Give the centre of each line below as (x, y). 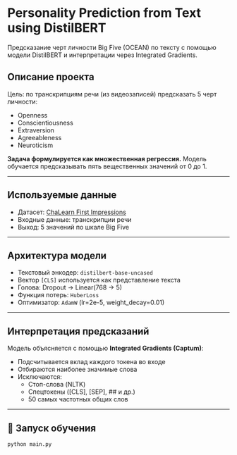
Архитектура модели (57, 255)
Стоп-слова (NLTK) (57, 385)
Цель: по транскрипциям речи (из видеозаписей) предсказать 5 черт (112, 94)
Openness (32, 115)
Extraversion (36, 130)
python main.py (30, 444)
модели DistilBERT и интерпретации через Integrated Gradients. (102, 55)
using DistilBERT (57, 28)
